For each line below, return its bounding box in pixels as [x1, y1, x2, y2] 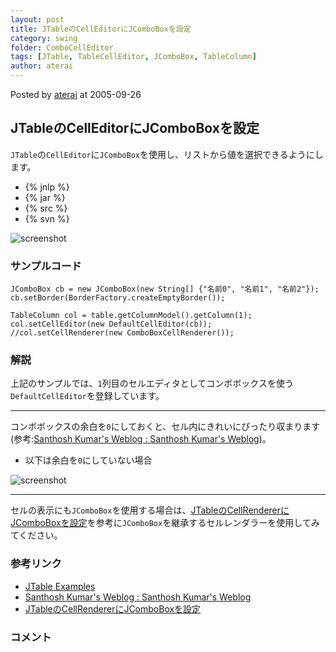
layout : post [10, 14, 65, 25]
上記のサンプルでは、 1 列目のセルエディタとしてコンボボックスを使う [10, 377, 294, 390]
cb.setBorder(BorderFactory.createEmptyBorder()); [10, 293, 226, 303]
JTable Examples [24, 580, 96, 592]
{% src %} [24, 202, 68, 214]
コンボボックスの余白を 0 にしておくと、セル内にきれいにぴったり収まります [10, 421, 321, 433]
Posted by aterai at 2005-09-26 [10, 89, 142, 100]
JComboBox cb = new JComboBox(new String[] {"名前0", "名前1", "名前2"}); [10, 284, 320, 295]
